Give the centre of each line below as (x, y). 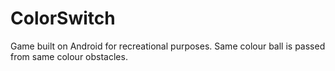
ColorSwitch (63, 18)
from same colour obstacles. (69, 56)
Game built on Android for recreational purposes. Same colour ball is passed (168, 46)
